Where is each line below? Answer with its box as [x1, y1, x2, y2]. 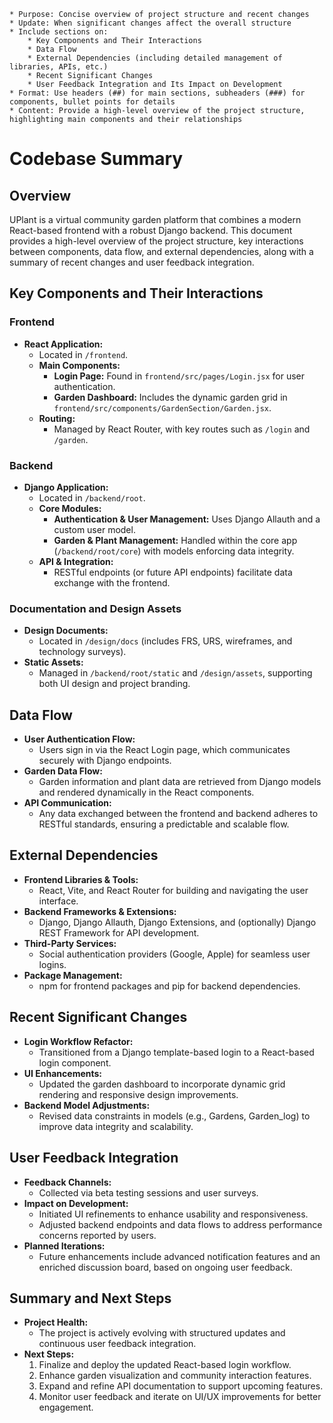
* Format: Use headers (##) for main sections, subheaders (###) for [9, 88, 306, 98]
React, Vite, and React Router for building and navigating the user [38, 884, 309, 896]
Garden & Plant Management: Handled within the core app [53, 534, 298, 546]
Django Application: [23, 481, 109, 493]
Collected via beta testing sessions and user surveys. [38, 1186, 259, 1199]
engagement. [38, 1401, 94, 1414]
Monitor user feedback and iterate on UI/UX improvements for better [38, 1391, 322, 1403]
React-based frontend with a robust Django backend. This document [9, 225, 293, 236]
